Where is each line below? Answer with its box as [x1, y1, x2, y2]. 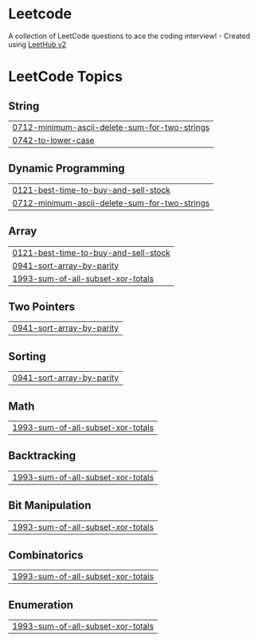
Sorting [8, 350, 46, 363]
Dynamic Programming [8, 162, 125, 175]
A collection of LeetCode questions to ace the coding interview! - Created [8, 31, 251, 41]
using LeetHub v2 [8, 39, 67, 49]
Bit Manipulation [8, 499, 92, 512]
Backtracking [8, 449, 76, 463]
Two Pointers [8, 299, 76, 313]
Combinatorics [8, 549, 84, 562]
